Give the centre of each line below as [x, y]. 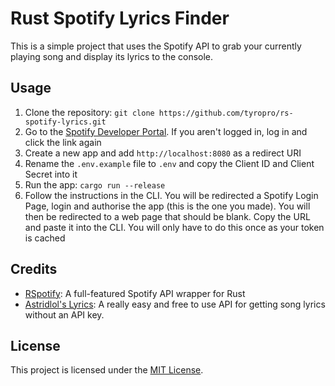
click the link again [63, 142]
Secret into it [51, 174]
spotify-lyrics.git [65, 122]
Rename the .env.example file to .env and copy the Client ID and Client [169, 163]
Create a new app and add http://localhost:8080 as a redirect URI [163, 153]
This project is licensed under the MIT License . [107, 370]
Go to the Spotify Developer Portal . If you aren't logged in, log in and [166, 131]
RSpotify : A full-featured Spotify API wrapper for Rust [135, 293]
